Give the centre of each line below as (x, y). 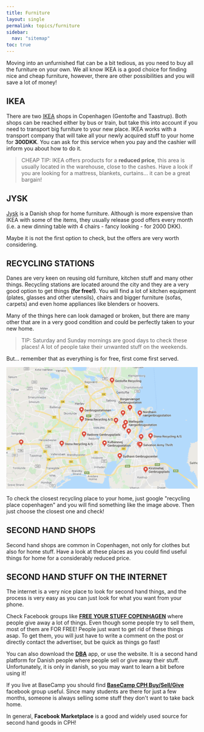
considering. (22, 244)
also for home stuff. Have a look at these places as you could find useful (97, 551)
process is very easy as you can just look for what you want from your (94, 598)
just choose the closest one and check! (55, 511)
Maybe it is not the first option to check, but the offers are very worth (93, 238)
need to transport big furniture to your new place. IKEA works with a (91, 129)
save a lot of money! (32, 82)
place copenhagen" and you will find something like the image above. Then (100, 505)
